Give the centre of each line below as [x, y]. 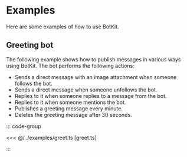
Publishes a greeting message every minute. [68, 108]
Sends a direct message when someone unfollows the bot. [86, 90]
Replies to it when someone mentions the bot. [70, 102]
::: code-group [24, 126]
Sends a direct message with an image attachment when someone [96, 77]
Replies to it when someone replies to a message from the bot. [91, 96]
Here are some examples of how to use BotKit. [63, 27]
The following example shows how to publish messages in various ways [93, 59]
